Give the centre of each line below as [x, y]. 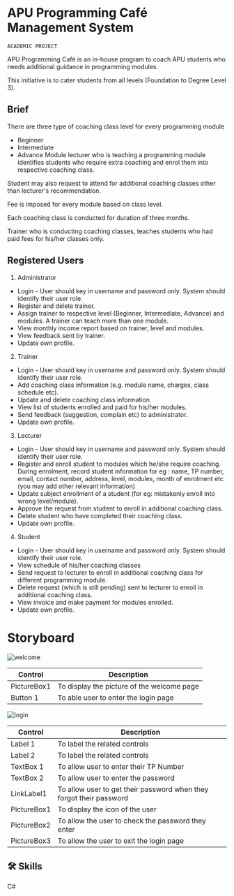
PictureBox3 [31, 841]
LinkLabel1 [29, 793]
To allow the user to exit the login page [121, 841]
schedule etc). [38, 392]
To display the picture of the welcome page [128, 686]
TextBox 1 [27, 766]
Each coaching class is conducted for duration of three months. [99, 217]
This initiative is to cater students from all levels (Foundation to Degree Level [117, 80]
